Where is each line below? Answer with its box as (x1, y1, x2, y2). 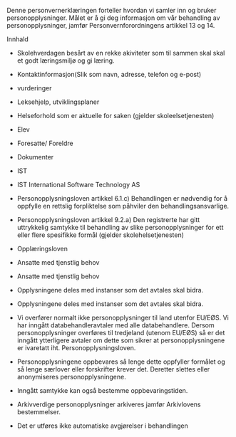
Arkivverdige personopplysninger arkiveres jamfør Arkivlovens (16, 400, 201, 409)
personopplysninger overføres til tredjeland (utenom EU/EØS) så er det (16, 329, 225, 337)
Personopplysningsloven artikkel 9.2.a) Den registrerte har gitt (16, 216, 200, 223)
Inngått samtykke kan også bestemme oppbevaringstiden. (16, 386, 188, 394)
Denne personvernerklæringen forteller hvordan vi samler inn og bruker (6, 6, 217, 14)
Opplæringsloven (16, 245, 68, 253)
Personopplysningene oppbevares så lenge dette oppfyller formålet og (16, 357, 225, 366)
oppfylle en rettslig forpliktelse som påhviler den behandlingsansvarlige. (16, 202, 230, 210)
